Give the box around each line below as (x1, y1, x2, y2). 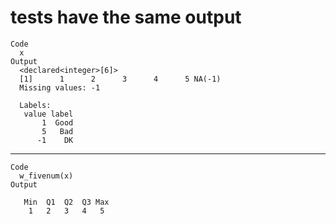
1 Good (41, 117, 74, 128)
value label (23, 109, 74, 119)
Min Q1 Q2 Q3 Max (23, 197, 110, 207)
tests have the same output (10, 6, 242, 29)
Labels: (19, 100, 52, 110)
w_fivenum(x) (19, 171, 74, 181)
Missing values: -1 (19, 82, 101, 93)
